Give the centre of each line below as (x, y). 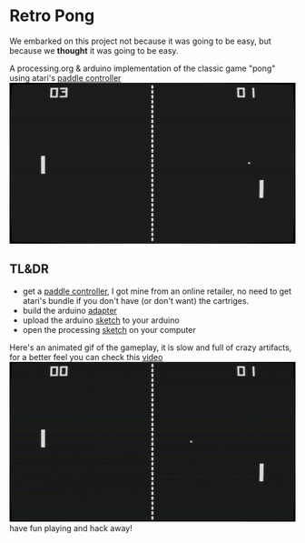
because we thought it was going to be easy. (94, 50)
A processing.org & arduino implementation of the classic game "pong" (143, 68)
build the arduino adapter (70, 310)
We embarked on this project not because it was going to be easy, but (141, 41)
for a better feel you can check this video (86, 357)
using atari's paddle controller (65, 77)
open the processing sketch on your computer (109, 329)
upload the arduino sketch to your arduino (101, 320)
